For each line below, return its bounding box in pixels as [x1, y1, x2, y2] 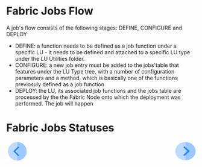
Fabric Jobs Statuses [6, 121, 115, 135]
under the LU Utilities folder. [14, 55, 85, 62]
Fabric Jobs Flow [6, 4, 93, 18]
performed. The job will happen [14, 99, 93, 107]
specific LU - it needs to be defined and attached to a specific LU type [14, 48, 191, 55]
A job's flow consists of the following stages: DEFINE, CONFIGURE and [6, 24, 183, 31]
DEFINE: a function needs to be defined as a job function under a [14, 42, 177, 49]
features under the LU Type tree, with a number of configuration [14, 68, 175, 75]
